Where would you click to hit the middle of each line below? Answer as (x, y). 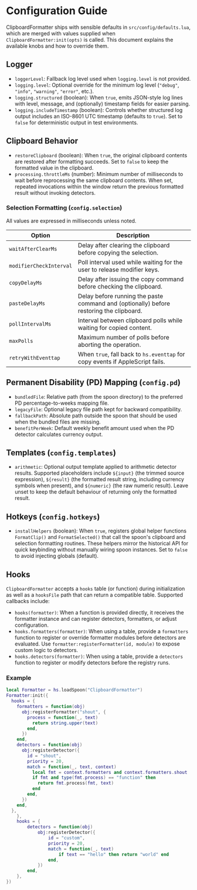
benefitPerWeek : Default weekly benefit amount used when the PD (94, 428)
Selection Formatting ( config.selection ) (64, 208)
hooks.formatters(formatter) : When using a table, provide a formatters (101, 631)
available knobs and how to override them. (57, 46)
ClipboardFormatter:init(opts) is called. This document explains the (90, 39)
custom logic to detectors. (46, 650)
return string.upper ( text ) (65, 723)
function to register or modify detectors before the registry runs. (92, 663)
